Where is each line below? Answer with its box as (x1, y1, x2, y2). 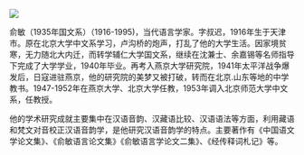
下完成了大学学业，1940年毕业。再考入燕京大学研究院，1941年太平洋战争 (9, 60, 282, 71)
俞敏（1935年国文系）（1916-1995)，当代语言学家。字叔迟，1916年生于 (9, 27, 271, 37)
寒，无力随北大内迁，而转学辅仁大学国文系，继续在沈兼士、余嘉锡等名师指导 (9, 50, 295, 59)
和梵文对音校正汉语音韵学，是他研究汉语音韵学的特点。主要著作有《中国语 (9, 124, 287, 135)
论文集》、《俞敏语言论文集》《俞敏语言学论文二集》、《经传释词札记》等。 (16, 136, 283, 146)
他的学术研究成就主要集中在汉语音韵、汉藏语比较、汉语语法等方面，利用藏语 (9, 114, 295, 123)
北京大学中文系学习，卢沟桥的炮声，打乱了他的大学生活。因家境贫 (40, 38, 287, 49)
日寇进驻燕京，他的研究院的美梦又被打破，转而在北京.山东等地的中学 (33, 72, 290, 82)
